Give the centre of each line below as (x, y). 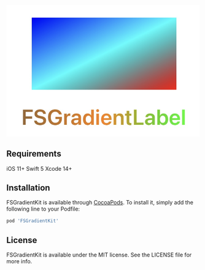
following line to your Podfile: (43, 209)
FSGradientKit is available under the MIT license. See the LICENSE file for (99, 255)
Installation (28, 188)
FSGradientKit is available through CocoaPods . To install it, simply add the (100, 203)
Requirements (34, 154)
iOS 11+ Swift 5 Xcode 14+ (39, 168)
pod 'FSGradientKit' (33, 221)
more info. (19, 261)
